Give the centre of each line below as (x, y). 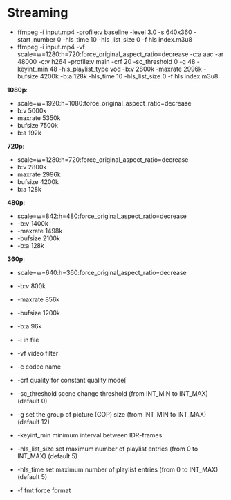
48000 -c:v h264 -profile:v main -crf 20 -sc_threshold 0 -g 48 (106, 61)
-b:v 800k (31, 285)
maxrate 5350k (39, 118)
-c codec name (39, 367)
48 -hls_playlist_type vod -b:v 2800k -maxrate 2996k (126, 69)
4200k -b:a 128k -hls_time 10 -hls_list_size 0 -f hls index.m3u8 (129, 76)
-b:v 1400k (33, 223)
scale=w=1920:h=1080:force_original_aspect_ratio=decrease (104, 103)
